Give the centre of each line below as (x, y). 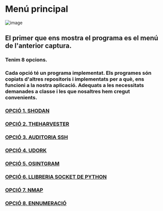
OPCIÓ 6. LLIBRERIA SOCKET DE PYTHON (56, 177)
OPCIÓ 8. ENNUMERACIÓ (36, 203)
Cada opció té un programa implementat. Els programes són (78, 73)
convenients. (21, 98)
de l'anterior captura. (38, 46)
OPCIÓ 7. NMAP (24, 190)
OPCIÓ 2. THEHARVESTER (37, 124)
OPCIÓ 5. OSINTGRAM (33, 163)
